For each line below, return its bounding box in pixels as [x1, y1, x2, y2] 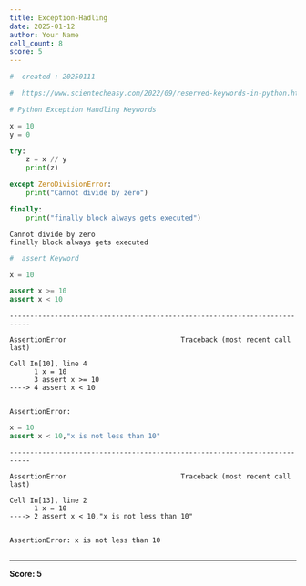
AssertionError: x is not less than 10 [9, 535, 161, 545]
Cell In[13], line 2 [9, 496, 88, 505]
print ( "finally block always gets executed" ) [25, 213, 202, 222]
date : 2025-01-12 [9, 22, 76, 31]
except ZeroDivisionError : [9, 180, 112, 190]
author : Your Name [9, 30, 79, 39]
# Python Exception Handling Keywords [9, 105, 157, 114]
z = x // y [25, 155, 67, 164]
